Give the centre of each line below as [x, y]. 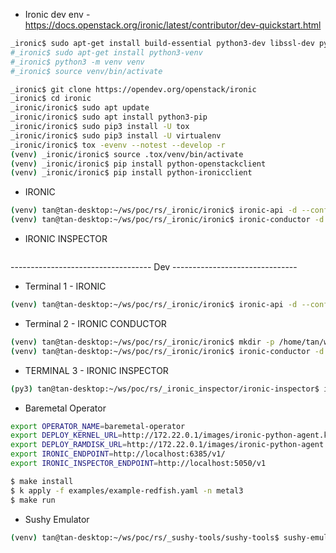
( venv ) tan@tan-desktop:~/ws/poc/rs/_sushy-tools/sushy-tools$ [145, 537]
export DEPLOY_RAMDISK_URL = [69, 445]
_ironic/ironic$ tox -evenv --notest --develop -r [118, 145]
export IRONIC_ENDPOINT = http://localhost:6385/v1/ [118, 454]
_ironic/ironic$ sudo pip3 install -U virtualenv [116, 135]
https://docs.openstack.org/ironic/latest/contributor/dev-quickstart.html [173, 25]
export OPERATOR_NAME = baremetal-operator [98, 426]
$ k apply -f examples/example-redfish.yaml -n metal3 [127, 490]
